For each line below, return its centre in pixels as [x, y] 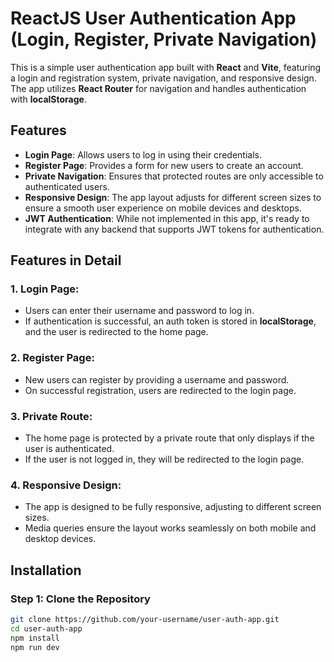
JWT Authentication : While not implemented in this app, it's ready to [167, 218]
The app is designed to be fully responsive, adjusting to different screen [173, 507]
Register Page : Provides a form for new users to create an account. [164, 165]
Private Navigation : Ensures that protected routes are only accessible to [174, 176]
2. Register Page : [52, 358]
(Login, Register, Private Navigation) [164, 39]
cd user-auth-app [46, 628]
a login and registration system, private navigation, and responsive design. [163, 78]
